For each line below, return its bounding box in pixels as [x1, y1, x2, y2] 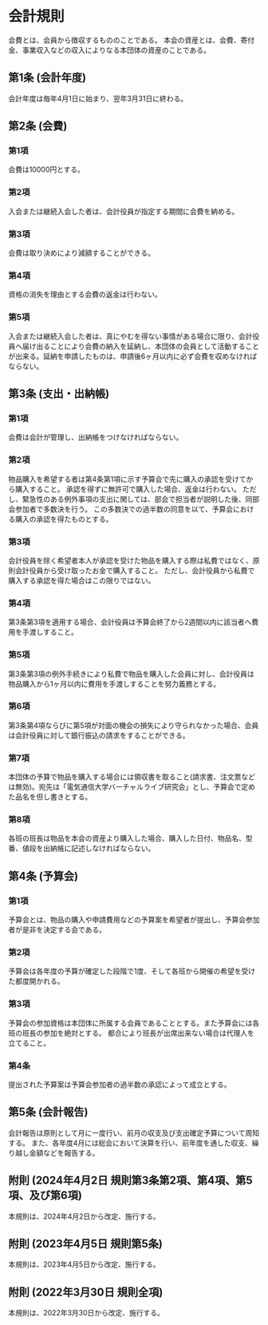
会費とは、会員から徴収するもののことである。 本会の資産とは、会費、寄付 [8, 35, 255, 45]
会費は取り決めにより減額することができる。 [8, 249, 156, 258]
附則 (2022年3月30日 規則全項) [8, 1285, 164, 1299]
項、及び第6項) [8, 1188, 82, 1203]
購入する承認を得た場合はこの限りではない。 [8, 575, 156, 585]
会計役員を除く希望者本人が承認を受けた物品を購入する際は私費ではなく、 [8, 555, 253, 565]
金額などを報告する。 [29, 1148, 100, 1157]
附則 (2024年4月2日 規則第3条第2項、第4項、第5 [8, 1174, 253, 1188]
